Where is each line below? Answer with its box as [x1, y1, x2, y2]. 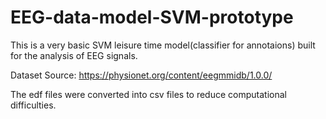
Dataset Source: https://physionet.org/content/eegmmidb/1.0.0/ [10, 69, 273, 81]
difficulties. [10, 99, 57, 111]
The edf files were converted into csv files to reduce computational [10, 88, 287, 100]
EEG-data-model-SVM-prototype [10, 6, 294, 29]
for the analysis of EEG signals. [10, 49, 138, 61]
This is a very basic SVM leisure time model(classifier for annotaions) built [10, 39, 316, 51]
